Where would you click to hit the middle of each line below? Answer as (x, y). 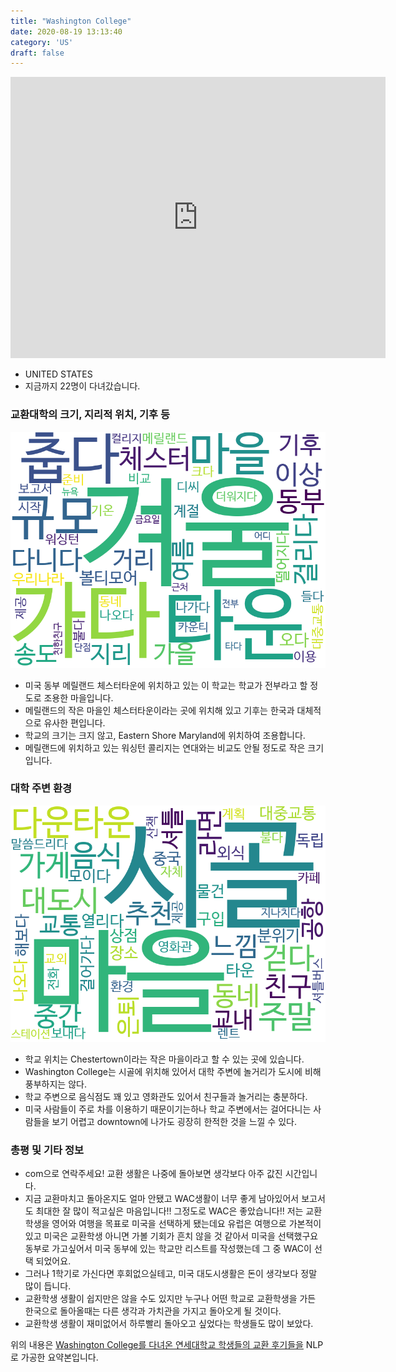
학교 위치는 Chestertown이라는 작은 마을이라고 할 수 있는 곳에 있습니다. (164, 1059)
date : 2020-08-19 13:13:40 (66, 31)
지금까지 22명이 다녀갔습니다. (82, 386)
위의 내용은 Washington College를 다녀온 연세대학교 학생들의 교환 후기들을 (157, 1345)
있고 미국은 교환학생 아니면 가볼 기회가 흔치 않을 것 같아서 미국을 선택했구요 (171, 1236)
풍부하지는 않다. (55, 1084)
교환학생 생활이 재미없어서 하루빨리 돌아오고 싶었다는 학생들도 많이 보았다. (169, 1324)
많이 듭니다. (48, 1286)
